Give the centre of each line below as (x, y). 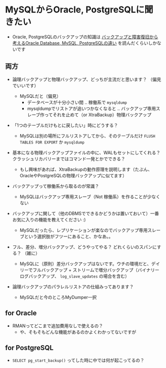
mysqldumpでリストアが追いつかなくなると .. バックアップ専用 (91, 108)
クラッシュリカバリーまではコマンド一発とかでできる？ (69, 158)
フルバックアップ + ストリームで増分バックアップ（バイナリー (96, 270)
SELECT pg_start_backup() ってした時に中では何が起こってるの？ (78, 361)
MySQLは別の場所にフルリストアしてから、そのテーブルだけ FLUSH (87, 136)
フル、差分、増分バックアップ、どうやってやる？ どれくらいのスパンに (84, 247)
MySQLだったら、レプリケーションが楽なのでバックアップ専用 (83, 230)
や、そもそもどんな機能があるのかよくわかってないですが (78, 332)
